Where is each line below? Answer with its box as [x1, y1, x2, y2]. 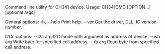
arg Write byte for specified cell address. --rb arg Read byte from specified [5, 39, 159, 45]
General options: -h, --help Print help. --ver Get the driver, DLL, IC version [5, 19, 157, 25]
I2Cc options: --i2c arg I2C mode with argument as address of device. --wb [5, 34, 161, 39]
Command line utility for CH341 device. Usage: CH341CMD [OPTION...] [5, 4, 151, 10]
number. [5, 24, 22, 30]
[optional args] [5, 9, 35, 15]
